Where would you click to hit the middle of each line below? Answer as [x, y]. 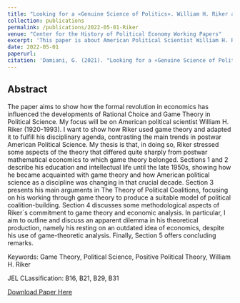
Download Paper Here [40, 292]
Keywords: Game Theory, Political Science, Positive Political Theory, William [119, 257]
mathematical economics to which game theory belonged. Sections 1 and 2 [118, 159]
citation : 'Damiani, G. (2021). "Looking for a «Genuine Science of [111, 61]
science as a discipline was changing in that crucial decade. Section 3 [111, 182]
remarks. [20, 242]
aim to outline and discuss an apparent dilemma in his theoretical [103, 220]
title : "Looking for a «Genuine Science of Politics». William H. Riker [118, 14]
